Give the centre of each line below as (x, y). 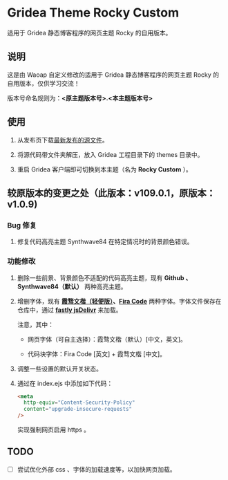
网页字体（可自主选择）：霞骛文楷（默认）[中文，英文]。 (107, 339)
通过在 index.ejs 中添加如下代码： (65, 383)
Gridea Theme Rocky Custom (93, 13)
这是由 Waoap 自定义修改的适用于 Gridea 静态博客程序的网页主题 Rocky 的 (113, 75)
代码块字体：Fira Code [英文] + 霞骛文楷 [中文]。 (97, 353)
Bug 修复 (22, 225)
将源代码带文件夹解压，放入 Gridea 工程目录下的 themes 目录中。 (110, 154)
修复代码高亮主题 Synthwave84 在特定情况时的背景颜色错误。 (105, 242)
